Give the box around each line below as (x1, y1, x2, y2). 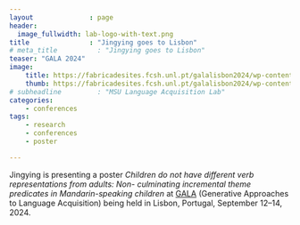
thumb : (25, 79, 50, 88)
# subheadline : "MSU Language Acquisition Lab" (9, 87, 226, 96)
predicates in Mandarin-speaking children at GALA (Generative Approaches (9, 188, 289, 198)
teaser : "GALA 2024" (9, 54, 87, 63)
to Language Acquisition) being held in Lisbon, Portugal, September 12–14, (9, 197, 283, 208)
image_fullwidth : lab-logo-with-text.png (17, 29, 174, 38)
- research (25, 121, 66, 130)
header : (9, 21, 38, 30)
